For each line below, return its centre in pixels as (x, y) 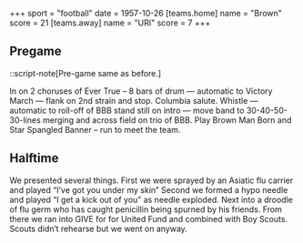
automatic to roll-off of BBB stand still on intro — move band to (127, 110)
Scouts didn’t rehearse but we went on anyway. (99, 228)
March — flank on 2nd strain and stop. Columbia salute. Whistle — (134, 100)
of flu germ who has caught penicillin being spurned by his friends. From (146, 209)
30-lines (25, 120)
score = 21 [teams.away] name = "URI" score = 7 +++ (110, 23)
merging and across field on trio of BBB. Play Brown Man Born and (167, 120)
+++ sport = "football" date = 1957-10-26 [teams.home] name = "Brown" (146, 13)
